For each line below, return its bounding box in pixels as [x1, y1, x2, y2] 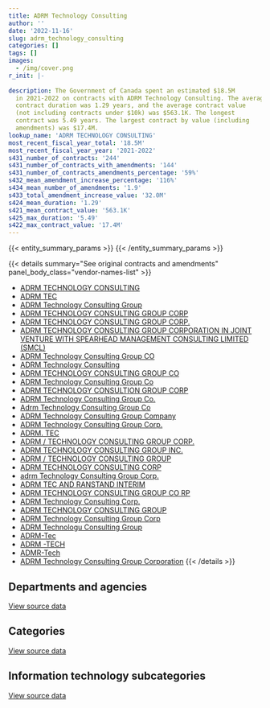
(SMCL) [19, 343, 46, 352]
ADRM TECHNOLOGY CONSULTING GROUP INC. [19, 446, 183, 455]
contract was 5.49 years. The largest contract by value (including [15, 117, 250, 125]
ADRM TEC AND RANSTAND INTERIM [19, 480, 146, 489]
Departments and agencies [8, 580, 147, 594]
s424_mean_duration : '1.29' [8, 199, 103, 207]
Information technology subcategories [8, 669, 207, 683]
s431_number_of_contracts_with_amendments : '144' [8, 162, 178, 170]
